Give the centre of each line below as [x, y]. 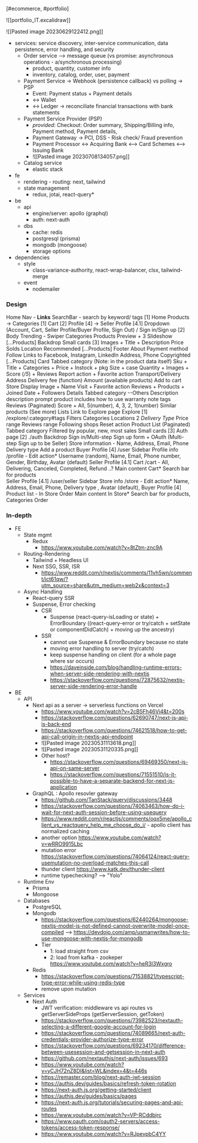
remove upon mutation [69, 989]
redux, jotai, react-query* [63, 194]
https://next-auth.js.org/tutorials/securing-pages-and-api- [112, 1102]
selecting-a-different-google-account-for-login [99, 1027]
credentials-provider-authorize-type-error [92, 1039]
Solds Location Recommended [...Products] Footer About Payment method [97, 349]
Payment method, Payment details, [75, 131]
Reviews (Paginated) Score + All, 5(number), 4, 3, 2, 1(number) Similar [91, 405]
